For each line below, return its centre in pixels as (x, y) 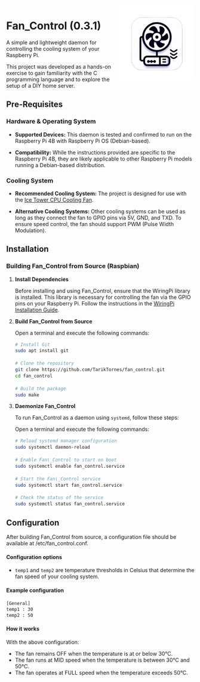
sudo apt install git (41, 351)
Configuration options (34, 557)
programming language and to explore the (58, 79)
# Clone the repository (44, 363)
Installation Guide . (37, 310)
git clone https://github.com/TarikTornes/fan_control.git (90, 370)
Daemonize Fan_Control (45, 406)
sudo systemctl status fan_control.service (70, 504)
